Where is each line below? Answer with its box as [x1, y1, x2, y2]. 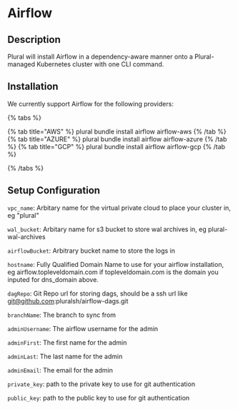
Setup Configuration [7, 184, 101, 197]
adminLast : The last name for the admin [7, 352, 123, 360]
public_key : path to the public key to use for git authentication [7, 393, 190, 402]
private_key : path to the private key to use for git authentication [7, 380, 195, 388]
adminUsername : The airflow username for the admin [7, 324, 159, 333]
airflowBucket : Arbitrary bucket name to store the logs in [7, 246, 176, 255]
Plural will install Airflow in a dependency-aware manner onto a [7, 52, 193, 61]
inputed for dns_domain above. [7, 275, 99, 283]
